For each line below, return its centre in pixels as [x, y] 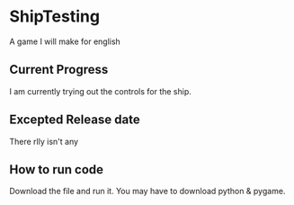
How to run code [57, 169]
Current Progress [59, 70]
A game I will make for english [65, 41]
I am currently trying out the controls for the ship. [100, 91]
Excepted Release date [75, 120]
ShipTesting [55, 17]
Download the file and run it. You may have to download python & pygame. [147, 192]
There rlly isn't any [44, 141]
